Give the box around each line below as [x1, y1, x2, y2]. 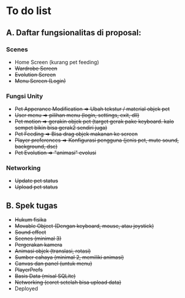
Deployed [14, 285, 38, 292]
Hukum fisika [14, 216, 47, 223]
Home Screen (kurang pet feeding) [14, 58, 99, 65]
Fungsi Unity [6, 92, 43, 100]
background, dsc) [14, 143, 58, 150]
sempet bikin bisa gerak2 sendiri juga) [14, 124, 107, 131]
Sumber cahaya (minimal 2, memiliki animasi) [14, 254, 125, 261]
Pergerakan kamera [14, 241, 63, 249]
